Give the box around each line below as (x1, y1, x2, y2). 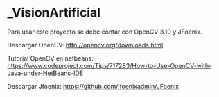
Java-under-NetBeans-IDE (7, 69, 84, 77)
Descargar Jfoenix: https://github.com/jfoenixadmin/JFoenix (7, 82, 179, 90)
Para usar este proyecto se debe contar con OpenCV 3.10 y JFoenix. (7, 28, 202, 36)
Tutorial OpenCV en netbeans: (7, 54, 94, 63)
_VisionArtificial (7, 5, 101, 21)
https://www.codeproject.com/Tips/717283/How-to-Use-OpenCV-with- (7, 61, 212, 69)
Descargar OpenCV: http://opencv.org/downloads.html (7, 41, 164, 49)
